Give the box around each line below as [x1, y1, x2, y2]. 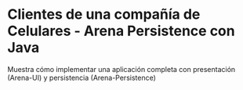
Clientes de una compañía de [7, 5, 201, 23]
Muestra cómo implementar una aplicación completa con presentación [7, 64, 236, 74]
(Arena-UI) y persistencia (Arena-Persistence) [7, 73, 156, 82]
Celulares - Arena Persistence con [7, 22, 236, 40]
